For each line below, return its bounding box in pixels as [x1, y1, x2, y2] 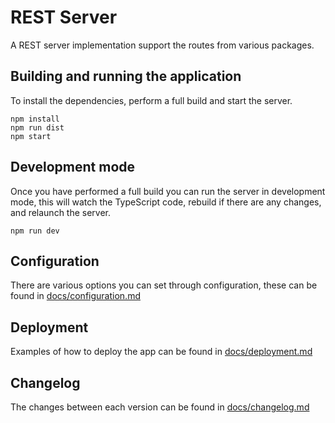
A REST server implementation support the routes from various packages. [10, 39, 315, 51]
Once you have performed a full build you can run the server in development [10, 185, 326, 197]
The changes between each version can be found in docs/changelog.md [10, 401, 310, 413]
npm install [10, 114, 60, 124]
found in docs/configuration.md [10, 290, 141, 302]
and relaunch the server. [10, 206, 112, 218]
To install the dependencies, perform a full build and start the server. [10, 94, 293, 106]
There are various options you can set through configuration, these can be [10, 279, 318, 291]
